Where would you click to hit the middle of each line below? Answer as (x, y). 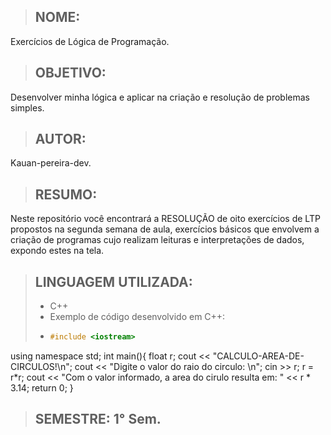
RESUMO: (66, 194)
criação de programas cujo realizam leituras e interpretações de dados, (157, 240)
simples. (27, 107)
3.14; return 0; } (42, 387)
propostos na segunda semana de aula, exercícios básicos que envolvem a (165, 229)
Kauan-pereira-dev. (51, 163)
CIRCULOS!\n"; (41, 366)
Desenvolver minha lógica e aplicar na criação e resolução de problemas (160, 97)
